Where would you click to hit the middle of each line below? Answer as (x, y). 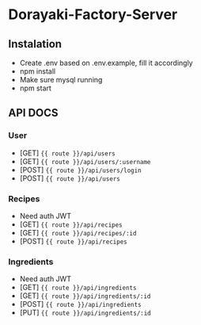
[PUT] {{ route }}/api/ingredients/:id (85, 313)
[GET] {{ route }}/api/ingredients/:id (85, 296)
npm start (35, 88)
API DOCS (33, 113)
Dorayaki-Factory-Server (93, 15)
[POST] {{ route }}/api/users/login (80, 170)
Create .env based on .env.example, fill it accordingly (106, 63)
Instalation (35, 44)
